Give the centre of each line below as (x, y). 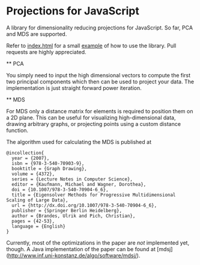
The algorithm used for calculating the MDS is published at (79, 141)
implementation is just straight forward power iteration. (74, 88)
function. (17, 130)
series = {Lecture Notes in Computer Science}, (72, 179)
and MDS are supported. (37, 34)
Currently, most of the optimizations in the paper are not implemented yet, (98, 243)
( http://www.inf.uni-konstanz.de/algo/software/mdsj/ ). (73, 255)
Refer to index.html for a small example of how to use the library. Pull (91, 46)
